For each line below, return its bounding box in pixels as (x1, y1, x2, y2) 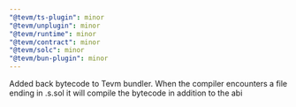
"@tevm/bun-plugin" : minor (9, 54, 109, 63)
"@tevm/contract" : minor (9, 37, 101, 47)
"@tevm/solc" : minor (9, 46, 86, 55)
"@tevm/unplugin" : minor (9, 21, 101, 30)
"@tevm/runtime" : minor (9, 29, 97, 38)
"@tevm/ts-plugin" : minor (9, 12, 104, 22)
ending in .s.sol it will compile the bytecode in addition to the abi (9, 88, 243, 98)
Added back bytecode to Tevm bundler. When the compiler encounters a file (9, 79, 288, 88)
